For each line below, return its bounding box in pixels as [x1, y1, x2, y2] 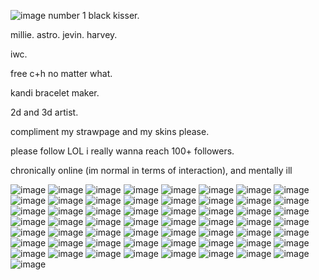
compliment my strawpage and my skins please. [10, 126, 210, 137]
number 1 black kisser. [48, 10, 140, 21]
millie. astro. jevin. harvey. [10, 29, 118, 40]
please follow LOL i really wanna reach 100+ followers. [10, 145, 235, 157]
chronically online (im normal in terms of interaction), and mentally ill [10, 165, 293, 176]
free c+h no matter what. [10, 68, 113, 79]
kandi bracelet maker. [10, 87, 100, 99]
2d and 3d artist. [10, 106, 79, 118]
